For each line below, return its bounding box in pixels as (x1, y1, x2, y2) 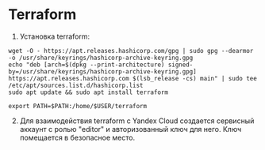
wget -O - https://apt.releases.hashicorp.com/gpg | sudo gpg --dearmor (8, 47, 254, 54)
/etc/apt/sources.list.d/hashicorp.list (8, 81, 144, 89)
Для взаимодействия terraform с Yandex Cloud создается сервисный (19, 116, 255, 126)
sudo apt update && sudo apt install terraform (8, 88, 169, 96)
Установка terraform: (19, 32, 90, 41)
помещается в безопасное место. (19, 133, 136, 142)
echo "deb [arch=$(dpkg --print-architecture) (8, 61, 165, 69)
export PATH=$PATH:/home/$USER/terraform (8, 102, 148, 110)
